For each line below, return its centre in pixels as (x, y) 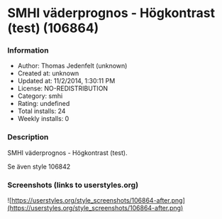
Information (28, 50)
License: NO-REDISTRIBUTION (63, 89)
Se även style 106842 (39, 166)
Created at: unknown (48, 73)
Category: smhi (40, 96)
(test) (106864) (53, 28)
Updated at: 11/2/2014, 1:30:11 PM (66, 81)
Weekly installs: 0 (43, 119)
